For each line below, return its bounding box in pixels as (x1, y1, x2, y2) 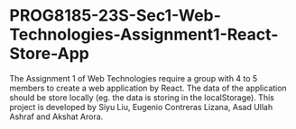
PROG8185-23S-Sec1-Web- (9, 5, 221, 26)
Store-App (9, 44, 90, 64)
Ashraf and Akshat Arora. (9, 111, 104, 122)
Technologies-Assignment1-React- (9, 24, 279, 45)
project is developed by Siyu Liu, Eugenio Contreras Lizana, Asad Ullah (9, 101, 273, 112)
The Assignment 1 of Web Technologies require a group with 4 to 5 (9, 73, 258, 83)
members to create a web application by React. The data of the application (9, 82, 287, 93)
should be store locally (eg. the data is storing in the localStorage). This (9, 91, 275, 103)
